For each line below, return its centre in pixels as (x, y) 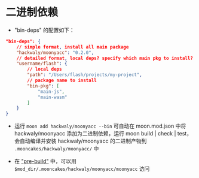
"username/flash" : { (42, 64)
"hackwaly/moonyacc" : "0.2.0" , (55, 52)
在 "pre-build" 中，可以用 (45, 161)
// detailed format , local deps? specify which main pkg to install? (105, 58)
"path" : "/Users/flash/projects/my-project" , (85, 75)
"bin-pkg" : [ (43, 86)
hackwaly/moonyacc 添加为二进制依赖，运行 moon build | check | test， (103, 134)
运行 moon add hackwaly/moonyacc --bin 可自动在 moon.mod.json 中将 (100, 126)
